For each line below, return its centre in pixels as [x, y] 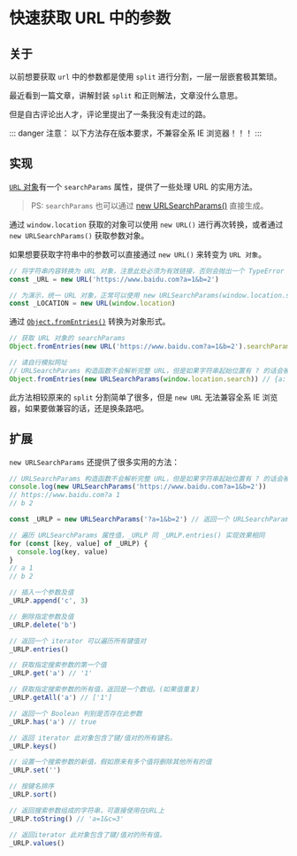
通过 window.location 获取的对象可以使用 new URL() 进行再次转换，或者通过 [146, 224]
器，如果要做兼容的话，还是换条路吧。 [79, 408]
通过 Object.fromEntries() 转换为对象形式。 [90, 322]
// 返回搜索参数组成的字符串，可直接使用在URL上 [87, 810]
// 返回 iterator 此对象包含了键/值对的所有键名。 [93, 738]
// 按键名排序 [32, 786]
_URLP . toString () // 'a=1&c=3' [67, 819]
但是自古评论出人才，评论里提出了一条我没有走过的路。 [110, 114]
